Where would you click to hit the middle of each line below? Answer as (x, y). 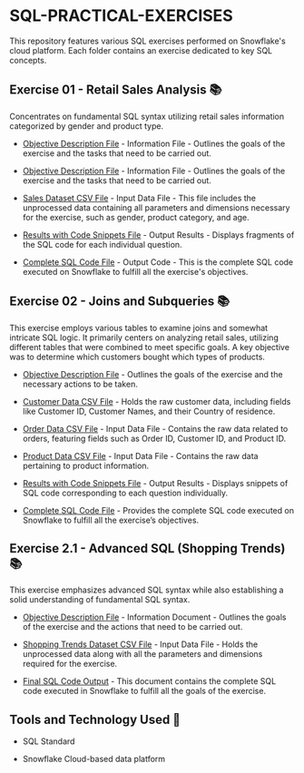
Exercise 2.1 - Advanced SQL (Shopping (123, 548)
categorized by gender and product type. (87, 126)
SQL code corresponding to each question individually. (125, 493)
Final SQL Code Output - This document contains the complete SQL (149, 681)
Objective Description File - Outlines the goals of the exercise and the (152, 374)
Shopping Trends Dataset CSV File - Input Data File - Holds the (140, 644)
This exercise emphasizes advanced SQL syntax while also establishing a (147, 590)
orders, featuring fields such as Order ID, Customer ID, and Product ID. (154, 438)
